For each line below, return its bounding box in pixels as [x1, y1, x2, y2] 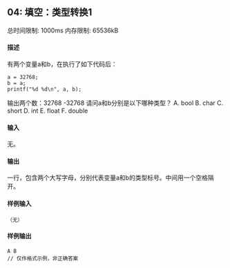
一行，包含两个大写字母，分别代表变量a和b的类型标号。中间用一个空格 [7, 173, 209, 182]
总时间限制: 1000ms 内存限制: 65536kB [7, 26, 119, 35]
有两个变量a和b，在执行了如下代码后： [7, 60, 117, 68]
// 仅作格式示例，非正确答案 [7, 255, 79, 262]
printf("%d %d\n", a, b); [7, 86, 82, 93]
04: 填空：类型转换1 [7, 6, 93, 19]
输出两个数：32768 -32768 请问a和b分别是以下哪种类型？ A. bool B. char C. [7, 99, 224, 107]
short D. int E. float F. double [7, 106, 88, 115]
